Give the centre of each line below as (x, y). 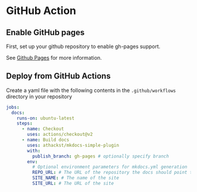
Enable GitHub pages (45, 32)
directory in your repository (39, 96)
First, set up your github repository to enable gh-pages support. (83, 46)
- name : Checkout (43, 129)
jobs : (13, 107)
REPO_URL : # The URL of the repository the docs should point (110, 173)
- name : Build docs (45, 140)
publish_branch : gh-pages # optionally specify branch (100, 156)
